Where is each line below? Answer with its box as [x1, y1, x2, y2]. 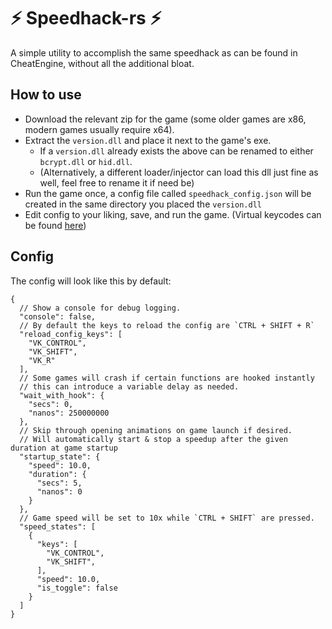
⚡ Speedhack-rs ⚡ [10, 7, 162, 30]
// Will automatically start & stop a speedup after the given [19, 434, 288, 444]
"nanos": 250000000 [28, 408, 110, 418]
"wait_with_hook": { [19, 390, 105, 400]
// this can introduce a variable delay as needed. [19, 381, 240, 392]
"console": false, [19, 311, 97, 322]
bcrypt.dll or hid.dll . [39, 155, 133, 167]
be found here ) [24, 219, 87, 231]
